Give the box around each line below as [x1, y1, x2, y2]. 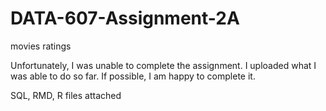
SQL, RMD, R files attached [10, 89, 122, 101]
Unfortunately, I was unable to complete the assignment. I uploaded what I [10, 59, 317, 71]
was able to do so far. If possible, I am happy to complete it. [10, 70, 256, 82]
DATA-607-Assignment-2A [10, 7, 240, 30]
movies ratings [10, 40, 72, 52]
